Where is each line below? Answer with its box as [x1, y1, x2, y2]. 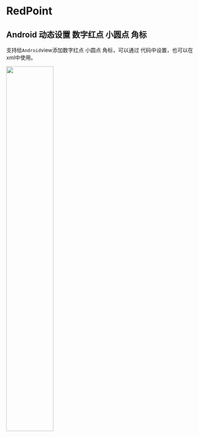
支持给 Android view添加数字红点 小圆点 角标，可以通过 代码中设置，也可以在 [6, 47, 194, 53]
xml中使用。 [6, 54, 37, 61]
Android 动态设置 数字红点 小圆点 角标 [6, 29, 147, 40]
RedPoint [6, 4, 53, 18]
